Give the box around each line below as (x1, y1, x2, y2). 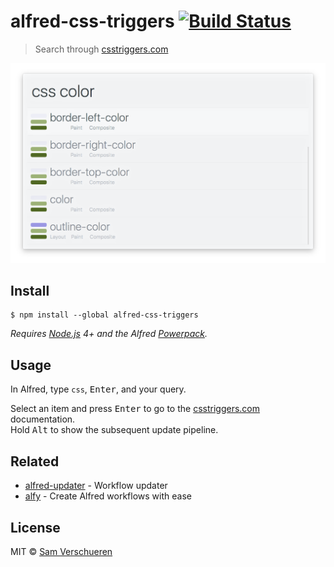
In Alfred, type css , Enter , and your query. (10, 383, 187, 395)
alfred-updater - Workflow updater (24, 480, 168, 492)
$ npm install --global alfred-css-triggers (10, 310, 199, 320)
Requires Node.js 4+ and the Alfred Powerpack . (10, 328, 208, 340)
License (10, 519, 61, 536)
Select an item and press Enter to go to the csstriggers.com (10, 403, 260, 415)
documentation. (10, 413, 76, 425)
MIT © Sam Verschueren (10, 545, 113, 557)
